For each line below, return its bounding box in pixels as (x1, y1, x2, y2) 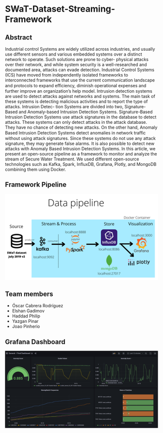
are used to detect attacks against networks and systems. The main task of (5, 94, 155, 99)
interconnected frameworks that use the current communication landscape (5, 77, 155, 83)
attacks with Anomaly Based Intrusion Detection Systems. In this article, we (5, 146, 156, 152)
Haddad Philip (12, 313, 40, 319)
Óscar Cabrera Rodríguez (12, 303, 64, 309)
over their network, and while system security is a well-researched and (5, 62, 147, 67)
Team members (5, 290, 53, 298)
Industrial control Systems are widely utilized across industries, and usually (5, 46, 155, 52)
